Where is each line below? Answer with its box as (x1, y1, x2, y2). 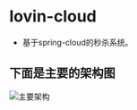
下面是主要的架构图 (9, 65, 116, 81)
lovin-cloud (9, 6, 97, 27)
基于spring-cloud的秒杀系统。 (21, 37, 133, 47)
